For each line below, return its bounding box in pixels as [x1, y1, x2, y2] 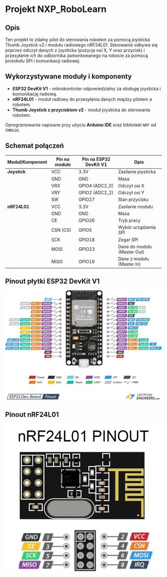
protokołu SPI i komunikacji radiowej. [5, 58, 81, 63]
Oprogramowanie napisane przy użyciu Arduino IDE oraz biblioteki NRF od [5, 121, 157, 128]
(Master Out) [118, 249, 145, 255]
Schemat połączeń [5, 141, 64, 150]
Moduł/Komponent [7, 159, 47, 165]
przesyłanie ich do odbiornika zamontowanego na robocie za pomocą [5, 52, 148, 58]
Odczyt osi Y [118, 190, 145, 196]
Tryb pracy [118, 217, 141, 223]
